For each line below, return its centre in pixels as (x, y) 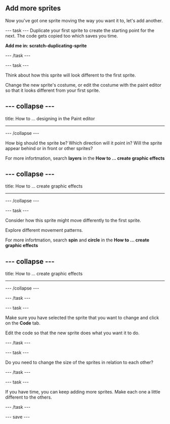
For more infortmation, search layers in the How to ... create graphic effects (85, 158)
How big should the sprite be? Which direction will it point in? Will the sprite (84, 143)
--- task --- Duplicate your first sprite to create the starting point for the (80, 30)
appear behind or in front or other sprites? (49, 148)
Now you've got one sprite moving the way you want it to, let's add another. (84, 20)
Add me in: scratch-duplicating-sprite (46, 46)
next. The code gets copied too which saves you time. (61, 36)
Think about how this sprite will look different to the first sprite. (71, 75)
